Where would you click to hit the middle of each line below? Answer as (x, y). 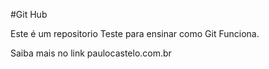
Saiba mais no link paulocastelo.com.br (91, 53)
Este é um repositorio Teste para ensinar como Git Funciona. (135, 33)
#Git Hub (29, 14)
